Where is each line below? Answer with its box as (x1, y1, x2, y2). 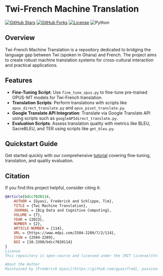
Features (5, 77, 33, 85)
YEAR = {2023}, (14, 217, 45, 222)
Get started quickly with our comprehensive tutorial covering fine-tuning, (5, 153, 151, 158)
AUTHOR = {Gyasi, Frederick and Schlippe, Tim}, (14, 199, 114, 204)
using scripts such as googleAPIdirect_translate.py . (12, 115, 118, 121)
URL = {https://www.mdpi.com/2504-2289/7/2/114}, (14, 231, 116, 236)
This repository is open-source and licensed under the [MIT (5, 253, 131, 258)
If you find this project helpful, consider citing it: (5, 185, 101, 191)
